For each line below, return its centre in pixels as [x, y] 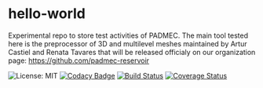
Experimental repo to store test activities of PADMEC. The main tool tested [128, 35]
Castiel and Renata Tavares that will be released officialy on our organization [132, 52]
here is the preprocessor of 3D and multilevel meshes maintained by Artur [128, 43]
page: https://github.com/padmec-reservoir [79, 60]
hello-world [47, 14]
